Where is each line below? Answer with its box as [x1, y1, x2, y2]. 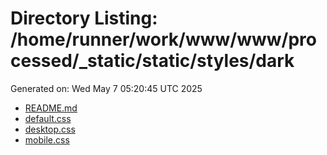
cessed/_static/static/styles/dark [10, 50, 295, 72]
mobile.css [24, 133, 70, 146]
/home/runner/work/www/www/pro [10, 28, 317, 51]
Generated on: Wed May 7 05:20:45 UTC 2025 [10, 82, 203, 94]
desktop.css [24, 123, 76, 135]
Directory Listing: [10, 7, 158, 30]
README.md [24, 102, 78, 114]
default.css [24, 112, 72, 124]
